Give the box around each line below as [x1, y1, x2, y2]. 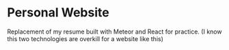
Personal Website [7, 5, 109, 21]
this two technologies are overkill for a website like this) [7, 34, 164, 42]
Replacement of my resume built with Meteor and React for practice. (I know [7, 27, 222, 36]
